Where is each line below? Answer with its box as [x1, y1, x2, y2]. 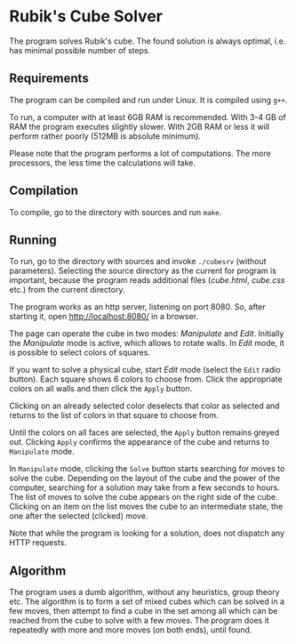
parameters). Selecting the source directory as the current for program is [9, 265, 277, 277]
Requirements [9, 71, 89, 86]
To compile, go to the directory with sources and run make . [9, 206, 222, 217]
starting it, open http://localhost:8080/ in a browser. [9, 311, 198, 322]
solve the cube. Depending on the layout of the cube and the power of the [9, 473, 281, 484]
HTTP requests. [9, 537, 67, 548]
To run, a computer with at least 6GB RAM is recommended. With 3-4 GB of [9, 111, 286, 122]
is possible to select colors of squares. [9, 347, 151, 358]
